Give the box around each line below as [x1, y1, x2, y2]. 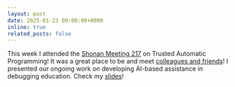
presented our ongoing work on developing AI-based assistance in [7, 64, 203, 73]
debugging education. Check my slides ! [7, 72, 125, 81]
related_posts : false [7, 30, 72, 37]
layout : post [7, 10, 46, 18]
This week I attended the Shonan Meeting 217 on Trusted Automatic [7, 50, 207, 58]
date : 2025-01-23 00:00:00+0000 [7, 17, 103, 24]
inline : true [7, 23, 46, 30]
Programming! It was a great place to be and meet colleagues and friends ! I [7, 57, 229, 66]
